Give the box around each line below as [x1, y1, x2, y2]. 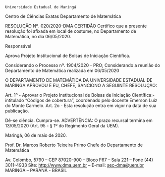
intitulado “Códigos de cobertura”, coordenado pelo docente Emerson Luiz [5, 97, 158, 103]
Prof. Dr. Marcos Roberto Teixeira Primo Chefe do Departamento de [5, 142, 143, 148]
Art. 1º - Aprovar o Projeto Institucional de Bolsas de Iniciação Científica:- [5, 92, 155, 98]
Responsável [5, 43, 31, 49]
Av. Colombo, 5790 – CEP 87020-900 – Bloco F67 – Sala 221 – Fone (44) [5, 157, 154, 163]
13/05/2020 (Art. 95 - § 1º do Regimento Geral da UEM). [5, 123, 120, 128]
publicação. [5, 108, 29, 114]
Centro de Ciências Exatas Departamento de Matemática [5, 13, 121, 19]
